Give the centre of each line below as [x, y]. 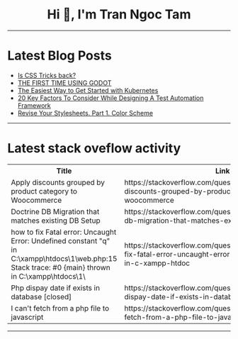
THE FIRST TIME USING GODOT [64, 83]
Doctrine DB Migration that [55, 211]
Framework [34, 105]
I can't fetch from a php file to [60, 308]
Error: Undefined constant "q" [61, 240]
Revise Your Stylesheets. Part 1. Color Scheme [85, 113]
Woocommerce [36, 200]
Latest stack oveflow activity [94, 149]
